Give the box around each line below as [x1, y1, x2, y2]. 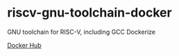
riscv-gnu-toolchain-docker [7, 5, 172, 21]
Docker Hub [7, 41, 42, 49]
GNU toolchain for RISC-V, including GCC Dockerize [7, 28, 156, 36]
